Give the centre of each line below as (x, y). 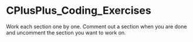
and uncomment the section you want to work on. (66, 32)
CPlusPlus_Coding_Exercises (79, 11)
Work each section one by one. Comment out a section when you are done (97, 26)
